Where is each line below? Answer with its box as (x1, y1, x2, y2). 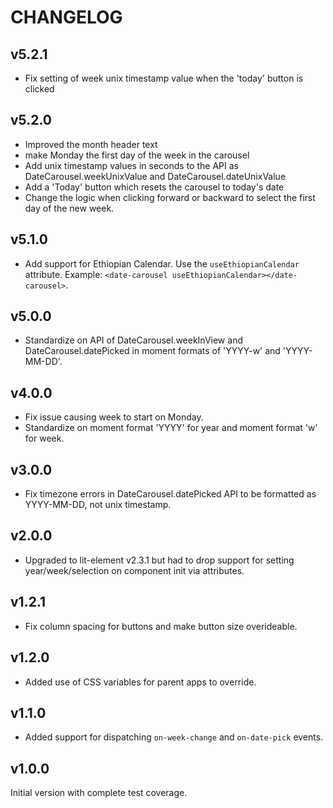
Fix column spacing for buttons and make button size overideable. (24, 620, 298, 632)
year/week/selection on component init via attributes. (24, 564, 245, 576)
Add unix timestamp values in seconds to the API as (24, 159, 239, 171)
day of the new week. (24, 202, 115, 214)
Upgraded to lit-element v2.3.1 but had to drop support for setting (24, 554, 295, 566)
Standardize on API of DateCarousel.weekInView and (24, 334, 243, 346)
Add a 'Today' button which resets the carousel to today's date (24, 181, 285, 193)
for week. (24, 432, 65, 445)
